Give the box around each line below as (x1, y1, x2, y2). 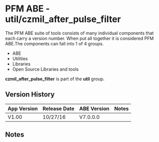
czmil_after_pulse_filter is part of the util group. (5, 76, 105, 82)
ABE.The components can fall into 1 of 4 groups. (5, 40, 104, 46)
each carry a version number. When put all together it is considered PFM (5, 35, 154, 41)
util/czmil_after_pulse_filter (5, 13, 121, 25)
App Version (7, 105, 38, 112)
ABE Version (79, 105, 110, 112)
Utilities (12, 55, 28, 61)
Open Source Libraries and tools (12, 66, 79, 72)
